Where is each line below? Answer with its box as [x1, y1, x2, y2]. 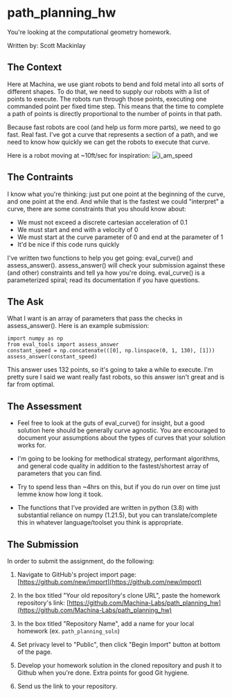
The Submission [7, 539, 79, 550]
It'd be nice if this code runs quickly [17, 240, 120, 248]
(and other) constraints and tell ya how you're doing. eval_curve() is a [7, 268, 206, 277]
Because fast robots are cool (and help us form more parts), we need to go [7, 123, 221, 131]
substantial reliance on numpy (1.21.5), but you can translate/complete [17, 511, 217, 519]
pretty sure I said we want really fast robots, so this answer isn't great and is [7, 373, 225, 382]
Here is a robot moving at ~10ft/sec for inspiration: [7, 151, 151, 159]
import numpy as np [7, 335, 64, 342]
